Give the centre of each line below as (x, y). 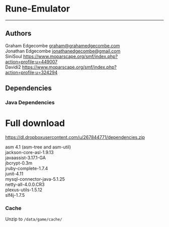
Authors (18, 33)
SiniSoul (14, 56)
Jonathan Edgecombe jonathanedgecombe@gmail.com (63, 51)
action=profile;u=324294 (31, 72)
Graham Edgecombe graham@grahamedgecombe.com (63, 45)
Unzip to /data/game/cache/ (34, 219)
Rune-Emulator (38, 9)
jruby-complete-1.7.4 (27, 168)
